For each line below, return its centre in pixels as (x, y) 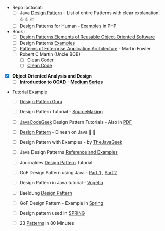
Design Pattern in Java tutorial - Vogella (61, 183)
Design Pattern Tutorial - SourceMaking (61, 111)
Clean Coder (40, 60)
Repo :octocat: (27, 7)
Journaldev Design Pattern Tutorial (56, 162)
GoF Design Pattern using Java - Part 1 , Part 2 (68, 173)
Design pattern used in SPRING (52, 213)
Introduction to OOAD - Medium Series (61, 82)
